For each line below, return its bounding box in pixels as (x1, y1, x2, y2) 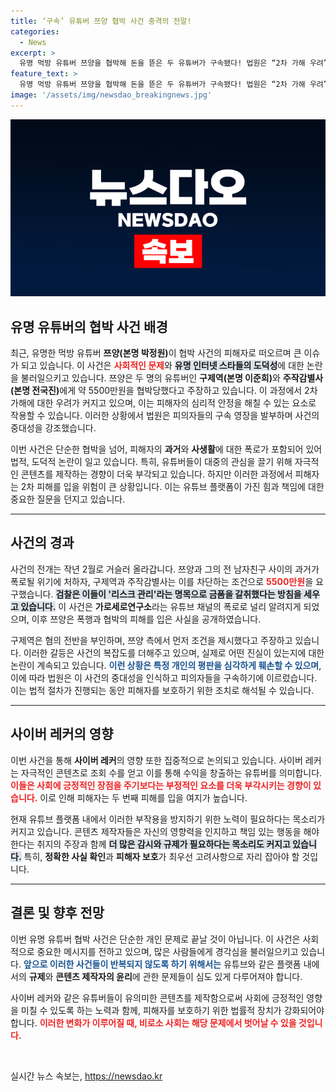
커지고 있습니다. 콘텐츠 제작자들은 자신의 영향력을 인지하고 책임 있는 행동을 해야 (10, 825, 320, 837)
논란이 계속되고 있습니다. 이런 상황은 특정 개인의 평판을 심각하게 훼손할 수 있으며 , (10, 659, 322, 671)
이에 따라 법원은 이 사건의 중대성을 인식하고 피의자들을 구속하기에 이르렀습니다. (10, 671, 318, 684)
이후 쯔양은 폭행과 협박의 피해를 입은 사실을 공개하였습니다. (31, 613, 262, 625)
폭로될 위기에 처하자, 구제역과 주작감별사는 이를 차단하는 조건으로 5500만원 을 (10, 575, 314, 587)
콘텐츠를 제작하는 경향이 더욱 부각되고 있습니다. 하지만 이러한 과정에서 (20, 468, 293, 480)
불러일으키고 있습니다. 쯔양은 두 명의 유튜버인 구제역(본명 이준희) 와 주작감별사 (20, 372, 324, 384)
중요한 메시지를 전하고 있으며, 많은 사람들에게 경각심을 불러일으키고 (36, 945, 299, 957)
